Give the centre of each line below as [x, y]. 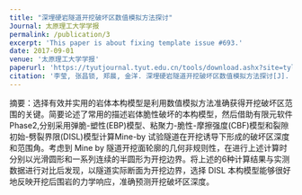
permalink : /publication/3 [60, 34]
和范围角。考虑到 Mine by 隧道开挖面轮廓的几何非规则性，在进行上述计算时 [148, 147]
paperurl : [28, 68]
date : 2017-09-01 [42, 51]
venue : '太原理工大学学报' [54, 59]
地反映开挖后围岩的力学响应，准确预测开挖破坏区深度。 [111, 182]
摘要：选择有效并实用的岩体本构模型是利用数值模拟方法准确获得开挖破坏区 [147, 102]
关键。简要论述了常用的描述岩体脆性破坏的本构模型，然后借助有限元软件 [159, 114]
